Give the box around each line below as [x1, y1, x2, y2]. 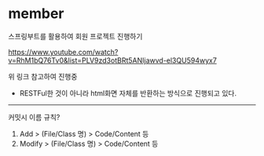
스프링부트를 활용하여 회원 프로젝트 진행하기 [8, 31, 143, 41]
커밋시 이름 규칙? [8, 112, 60, 122]
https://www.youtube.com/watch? [8, 47, 119, 56]
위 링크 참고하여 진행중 [8, 71, 78, 81]
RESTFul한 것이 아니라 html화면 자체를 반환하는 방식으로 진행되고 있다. [19, 88, 237, 98]
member [8, 5, 64, 23]
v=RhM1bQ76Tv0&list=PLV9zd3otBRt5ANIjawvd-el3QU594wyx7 [8, 56, 218, 65]
